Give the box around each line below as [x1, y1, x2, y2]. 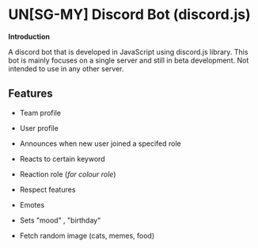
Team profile [19, 108, 62, 117]
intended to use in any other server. [8, 63, 124, 73]
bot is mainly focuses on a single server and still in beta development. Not [8, 55, 249, 65]
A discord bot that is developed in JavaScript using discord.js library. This [8, 47, 249, 56]
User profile [19, 123, 59, 132]
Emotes [19, 200, 45, 209]
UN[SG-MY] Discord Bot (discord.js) [8, 6, 251, 24]
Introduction [8, 32, 50, 41]
